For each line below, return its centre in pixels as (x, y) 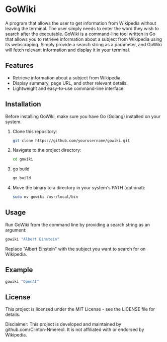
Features (19, 66)
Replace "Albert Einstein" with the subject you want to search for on (75, 249)
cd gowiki (23, 159)
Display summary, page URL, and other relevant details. (70, 83)
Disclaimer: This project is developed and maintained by (63, 324)
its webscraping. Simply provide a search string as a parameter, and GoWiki (83, 44)
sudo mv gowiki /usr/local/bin (45, 197)
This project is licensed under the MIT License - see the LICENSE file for (80, 309)
